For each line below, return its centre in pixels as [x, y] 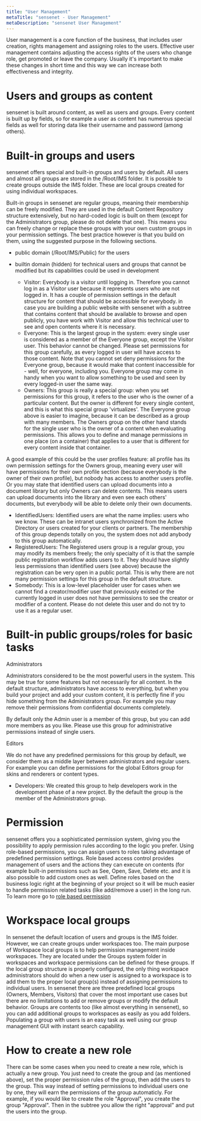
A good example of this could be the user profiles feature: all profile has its [98, 459]
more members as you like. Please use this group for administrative [89, 725]
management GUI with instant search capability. [65, 1026]
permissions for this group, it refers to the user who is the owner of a [109, 397]
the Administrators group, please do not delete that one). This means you [96, 222]
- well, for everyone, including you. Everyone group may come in [103, 371]
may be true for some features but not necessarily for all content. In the [94, 682]
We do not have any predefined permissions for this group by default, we [96, 755]
